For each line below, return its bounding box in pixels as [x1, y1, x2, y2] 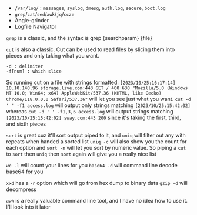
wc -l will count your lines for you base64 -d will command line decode [6, 162, 178, 169]
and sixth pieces [6, 120, 46, 127]
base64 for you [6, 168, 44, 175]
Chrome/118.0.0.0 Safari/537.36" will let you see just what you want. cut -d [6, 96, 191, 102]
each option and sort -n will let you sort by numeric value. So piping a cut [6, 145, 186, 151]
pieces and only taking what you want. [6, 52, 100, 59]
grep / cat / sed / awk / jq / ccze [14, 11, 75, 18]
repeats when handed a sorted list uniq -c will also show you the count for [6, 138, 187, 145]
